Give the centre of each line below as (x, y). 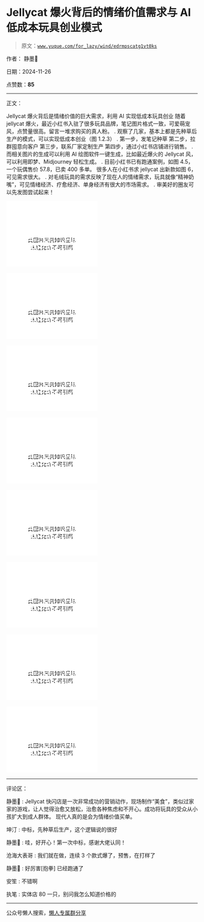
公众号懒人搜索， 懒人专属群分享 (46, 912)
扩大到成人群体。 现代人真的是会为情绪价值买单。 (73, 816)
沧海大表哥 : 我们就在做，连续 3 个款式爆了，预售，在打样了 (81, 855)
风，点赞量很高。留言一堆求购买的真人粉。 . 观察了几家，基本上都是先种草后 (102, 131)
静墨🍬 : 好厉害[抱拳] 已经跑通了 (45, 868)
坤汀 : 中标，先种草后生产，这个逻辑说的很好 (62, 829)
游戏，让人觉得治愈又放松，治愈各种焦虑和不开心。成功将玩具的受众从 (104, 809)
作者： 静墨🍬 (22, 58)
